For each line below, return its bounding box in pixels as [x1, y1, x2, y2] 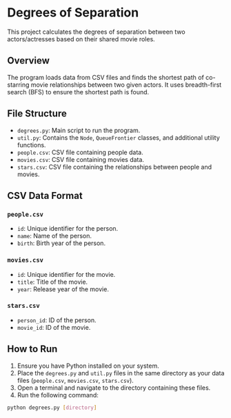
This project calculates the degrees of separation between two [7, 28, 185, 36]
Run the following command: [17, 390, 99, 399]
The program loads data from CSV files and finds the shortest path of [7, 73, 205, 81]
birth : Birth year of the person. [17, 239, 106, 247]
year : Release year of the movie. [17, 284, 109, 293]
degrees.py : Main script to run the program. [17, 126, 141, 134]
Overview [7, 55, 50, 67]
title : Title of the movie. [17, 278, 88, 286]
